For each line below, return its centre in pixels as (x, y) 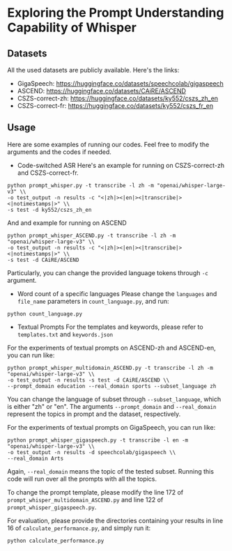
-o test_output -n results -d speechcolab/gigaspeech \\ (92, 452)
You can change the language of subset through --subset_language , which (114, 399)
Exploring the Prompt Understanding (116, 13)
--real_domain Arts (36, 458)
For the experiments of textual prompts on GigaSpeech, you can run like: (111, 427)
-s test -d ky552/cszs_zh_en (49, 210)
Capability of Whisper (72, 28)
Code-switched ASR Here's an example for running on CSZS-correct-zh (121, 165)
